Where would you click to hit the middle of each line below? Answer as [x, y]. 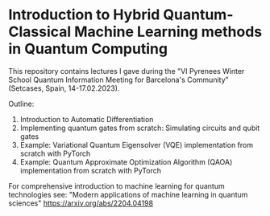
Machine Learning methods [168, 32]
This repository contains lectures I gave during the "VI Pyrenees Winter [127, 71]
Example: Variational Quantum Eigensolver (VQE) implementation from [137, 145]
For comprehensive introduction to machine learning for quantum [116, 185]
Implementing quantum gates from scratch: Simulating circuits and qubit [140, 128]
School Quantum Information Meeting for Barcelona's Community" [119, 79]
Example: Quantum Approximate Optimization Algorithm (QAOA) [126, 161]
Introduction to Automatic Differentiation [87, 119]
